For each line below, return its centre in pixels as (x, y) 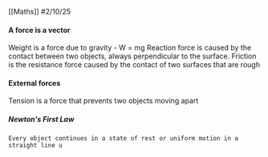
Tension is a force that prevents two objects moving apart (104, 101)
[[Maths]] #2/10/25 (39, 12)
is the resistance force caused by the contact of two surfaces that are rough (134, 65)
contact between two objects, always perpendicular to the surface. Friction (132, 56)
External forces (35, 83)
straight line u (35, 146)
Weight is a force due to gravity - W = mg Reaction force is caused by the (130, 48)
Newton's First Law (41, 119)
